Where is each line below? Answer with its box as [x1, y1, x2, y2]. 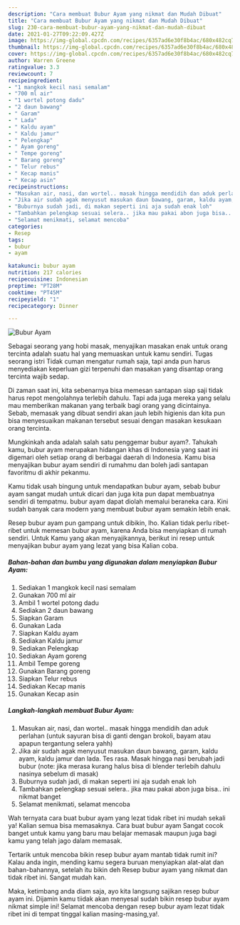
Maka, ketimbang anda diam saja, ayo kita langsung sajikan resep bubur [8, 887, 219, 896]
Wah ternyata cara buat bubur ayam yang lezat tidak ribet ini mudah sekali [8, 814, 226, 822]
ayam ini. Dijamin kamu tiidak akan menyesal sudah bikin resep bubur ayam [8, 894, 230, 904]
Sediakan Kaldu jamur [18, 636, 83, 645]
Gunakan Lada [18, 621, 61, 630]
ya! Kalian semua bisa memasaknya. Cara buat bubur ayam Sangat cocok [8, 821, 224, 830]
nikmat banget [18, 792, 61, 801]
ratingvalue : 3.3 [8, 64, 60, 71]
